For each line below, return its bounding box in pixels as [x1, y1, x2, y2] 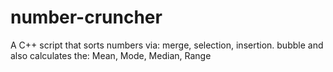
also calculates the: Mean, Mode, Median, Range [10, 49, 212, 61]
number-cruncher [10, 6, 163, 29]
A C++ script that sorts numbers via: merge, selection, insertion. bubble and [10, 39, 324, 51]
